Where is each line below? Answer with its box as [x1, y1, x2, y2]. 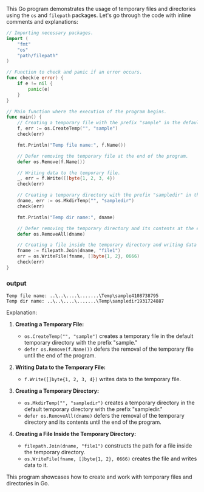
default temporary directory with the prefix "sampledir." [24, 406, 163, 413]
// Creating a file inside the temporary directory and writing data [17, 242, 197, 248]
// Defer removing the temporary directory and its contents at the [17, 225, 194, 231]
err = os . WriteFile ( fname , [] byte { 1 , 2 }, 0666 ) [17, 253, 140, 259]
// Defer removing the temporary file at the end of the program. [17, 153, 189, 159]
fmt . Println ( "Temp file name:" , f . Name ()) [17, 142, 126, 148]
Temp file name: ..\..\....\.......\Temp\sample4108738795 [6, 293, 159, 299]
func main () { [6, 114, 42, 121]
